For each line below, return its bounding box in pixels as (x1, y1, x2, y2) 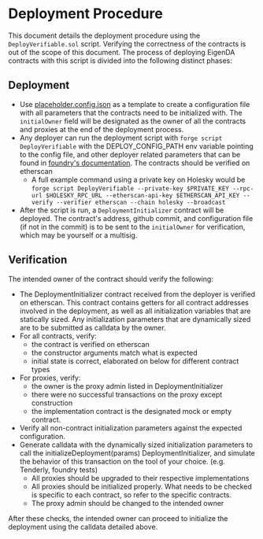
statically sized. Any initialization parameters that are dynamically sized (19, 314, 251, 323)
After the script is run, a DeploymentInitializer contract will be (19, 205, 224, 215)
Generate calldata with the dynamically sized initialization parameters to (19, 440, 254, 449)
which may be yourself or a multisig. (19, 230, 138, 240)
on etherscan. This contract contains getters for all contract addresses (19, 297, 250, 307)
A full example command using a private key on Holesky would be (31, 175, 246, 184)
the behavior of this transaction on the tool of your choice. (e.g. (19, 456, 226, 466)
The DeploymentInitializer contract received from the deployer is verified (19, 289, 256, 299)
